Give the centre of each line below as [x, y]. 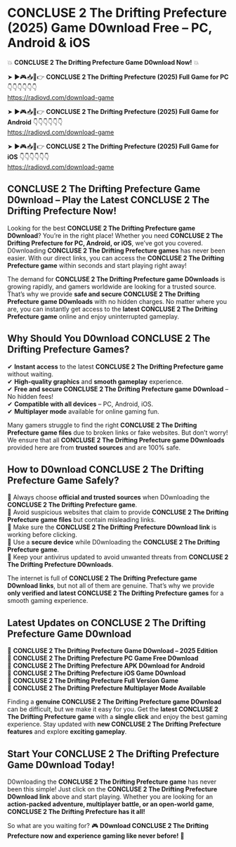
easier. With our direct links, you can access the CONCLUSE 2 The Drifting [116, 257]
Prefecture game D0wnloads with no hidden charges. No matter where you [117, 301]
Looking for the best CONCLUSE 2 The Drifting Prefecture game [101, 228]
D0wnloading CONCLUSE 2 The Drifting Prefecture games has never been [116, 250]
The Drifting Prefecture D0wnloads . [60, 565]
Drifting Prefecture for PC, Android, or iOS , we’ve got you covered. [105, 243]
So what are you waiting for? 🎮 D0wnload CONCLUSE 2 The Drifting [108, 826]
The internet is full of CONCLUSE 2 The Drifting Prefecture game [102, 578]
